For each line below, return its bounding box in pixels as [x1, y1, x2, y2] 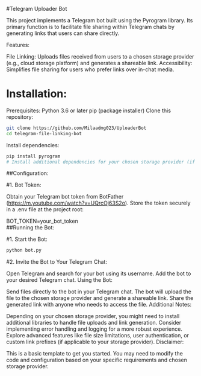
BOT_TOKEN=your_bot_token [6, 217, 78, 225]
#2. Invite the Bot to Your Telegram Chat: [6, 258, 107, 266]
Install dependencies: [6, 141, 60, 148]
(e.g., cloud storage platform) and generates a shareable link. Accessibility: [6, 60, 193, 66]
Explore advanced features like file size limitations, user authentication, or [6, 332, 190, 339]
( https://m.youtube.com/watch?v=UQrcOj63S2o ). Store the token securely [6, 199, 191, 207]
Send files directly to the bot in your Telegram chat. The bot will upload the [6, 288, 191, 295]
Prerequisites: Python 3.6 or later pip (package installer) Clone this [6, 107, 172, 114]
